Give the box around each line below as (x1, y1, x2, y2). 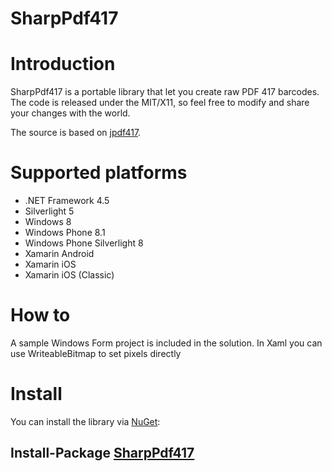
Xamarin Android (24, 248, 95, 260)
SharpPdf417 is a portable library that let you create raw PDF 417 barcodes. (10, 86, 320, 98)
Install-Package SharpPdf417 (10, 445, 195, 462)
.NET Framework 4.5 (24, 195, 110, 207)
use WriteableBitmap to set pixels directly (10, 348, 182, 359)
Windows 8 (24, 216, 72, 228)
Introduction (10, 53, 116, 76)
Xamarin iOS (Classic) (24, 269, 115, 281)
